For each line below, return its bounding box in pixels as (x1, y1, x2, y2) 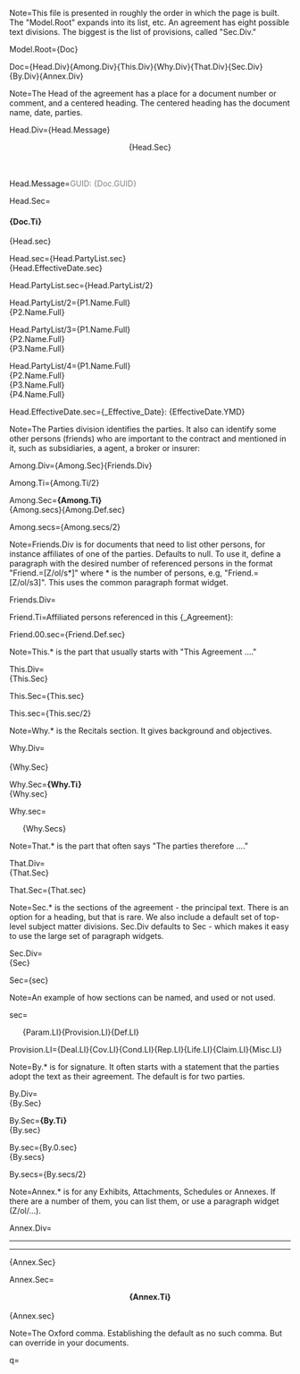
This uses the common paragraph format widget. (48, 577, 229, 588)
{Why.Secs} (21, 824, 67, 834)
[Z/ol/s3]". (9, 577, 47, 588)
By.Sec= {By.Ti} (9, 1115, 68, 1126)
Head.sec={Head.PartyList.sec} (9, 253, 127, 264)
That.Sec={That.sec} (9, 885, 87, 896)
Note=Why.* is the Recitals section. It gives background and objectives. (9, 725, 272, 737)
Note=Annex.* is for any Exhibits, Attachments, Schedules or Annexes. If (9, 1186, 276, 1198)
